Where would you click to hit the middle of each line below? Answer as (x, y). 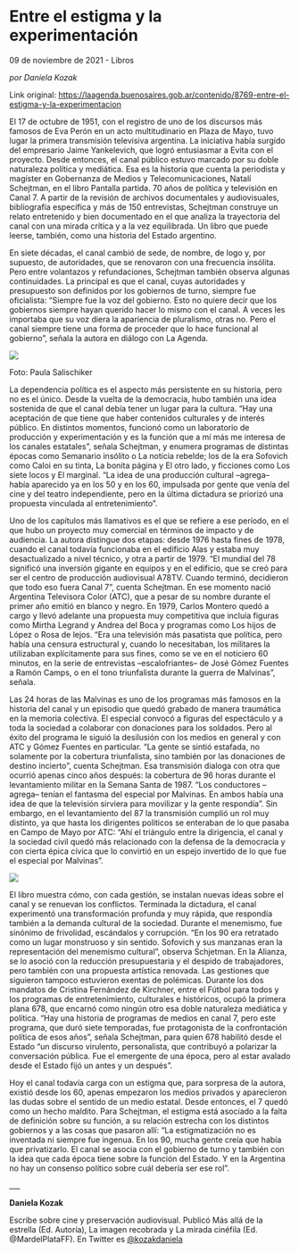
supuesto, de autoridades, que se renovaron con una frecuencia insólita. (143, 262)
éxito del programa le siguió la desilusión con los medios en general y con (145, 737)
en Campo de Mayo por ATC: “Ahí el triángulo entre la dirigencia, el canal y (146, 831)
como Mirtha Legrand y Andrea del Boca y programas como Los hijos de (143, 625)
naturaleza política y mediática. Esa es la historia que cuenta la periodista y (147, 169)
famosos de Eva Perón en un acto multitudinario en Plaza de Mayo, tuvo (141, 130)
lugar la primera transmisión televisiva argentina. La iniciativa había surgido (147, 140)
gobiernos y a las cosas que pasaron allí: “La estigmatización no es (133, 1130)
